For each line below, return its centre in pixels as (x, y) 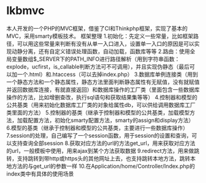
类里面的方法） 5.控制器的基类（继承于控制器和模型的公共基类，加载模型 (98, 112)
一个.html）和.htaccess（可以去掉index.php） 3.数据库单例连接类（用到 (107, 74)
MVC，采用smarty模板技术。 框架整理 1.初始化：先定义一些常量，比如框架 (100, 36)
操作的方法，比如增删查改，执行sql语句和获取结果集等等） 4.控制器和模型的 (102, 97)
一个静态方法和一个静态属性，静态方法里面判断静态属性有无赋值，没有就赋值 (103, 82)
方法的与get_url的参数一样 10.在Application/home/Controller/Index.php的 (103, 166)
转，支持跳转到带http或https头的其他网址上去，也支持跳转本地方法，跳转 (98, 158)
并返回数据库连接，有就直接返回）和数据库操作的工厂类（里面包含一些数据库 (103, 89)
